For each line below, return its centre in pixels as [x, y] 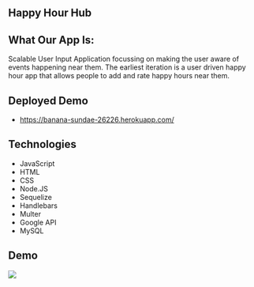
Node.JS [34, 188]
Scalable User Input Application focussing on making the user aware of [123, 59]
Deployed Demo [48, 101]
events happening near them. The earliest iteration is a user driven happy [127, 67]
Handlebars [38, 206]
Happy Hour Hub [50, 13]
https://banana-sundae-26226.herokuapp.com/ [97, 120]
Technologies [43, 144]
